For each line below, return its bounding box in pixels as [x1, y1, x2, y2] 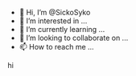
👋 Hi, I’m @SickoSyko [19, 8, 91, 17]
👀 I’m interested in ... [19, 16, 88, 26]
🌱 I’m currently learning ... [19, 25, 105, 34]
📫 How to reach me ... [19, 42, 94, 51]
